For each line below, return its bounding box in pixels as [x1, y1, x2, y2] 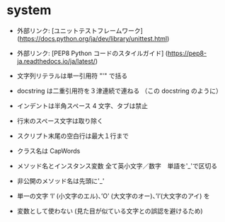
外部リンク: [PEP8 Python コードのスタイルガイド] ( [16, 49, 168, 57]
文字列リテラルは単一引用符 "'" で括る [16, 71, 128, 80]
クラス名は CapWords [16, 146, 81, 155]
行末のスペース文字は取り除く [16, 116, 104, 125]
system [6, 2, 52, 18]
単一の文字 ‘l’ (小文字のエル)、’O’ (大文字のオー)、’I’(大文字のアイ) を [16, 192, 210, 200]
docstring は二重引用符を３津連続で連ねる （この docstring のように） [16, 86, 222, 95]
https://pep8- [167, 49, 207, 57]
